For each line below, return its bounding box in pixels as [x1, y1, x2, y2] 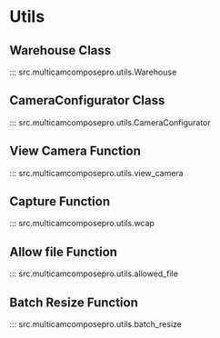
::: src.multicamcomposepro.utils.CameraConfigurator [9, 116, 211, 128]
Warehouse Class [9, 43, 112, 58]
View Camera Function [9, 144, 141, 159]
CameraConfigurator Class [9, 93, 165, 108]
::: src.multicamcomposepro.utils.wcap [9, 218, 155, 229]
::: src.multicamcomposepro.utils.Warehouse [9, 66, 177, 77]
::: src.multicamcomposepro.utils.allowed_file [9, 268, 179, 279]
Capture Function [9, 194, 111, 210]
